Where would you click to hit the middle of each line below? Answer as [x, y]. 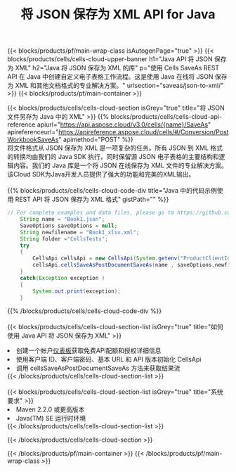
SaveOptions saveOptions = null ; [69, 226]
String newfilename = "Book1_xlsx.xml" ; [80, 232]
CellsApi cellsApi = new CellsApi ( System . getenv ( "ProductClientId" [133, 259]
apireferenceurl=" [33, 132]
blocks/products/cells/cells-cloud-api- [166, 117]
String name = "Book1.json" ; [63, 219]
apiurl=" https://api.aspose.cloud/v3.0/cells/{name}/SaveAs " [124, 125]
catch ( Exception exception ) [63, 278]
